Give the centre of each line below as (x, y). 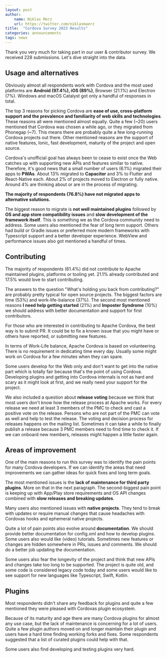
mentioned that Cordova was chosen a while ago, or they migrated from (79, 127)
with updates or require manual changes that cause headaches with (75, 513)
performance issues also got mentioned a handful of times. (66, 241)
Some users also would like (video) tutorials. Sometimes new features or (79, 539)
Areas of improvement (41, 450)
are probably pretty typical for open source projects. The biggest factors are (83, 294)
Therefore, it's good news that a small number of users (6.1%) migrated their (83, 168)
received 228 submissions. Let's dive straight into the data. (66, 57)
